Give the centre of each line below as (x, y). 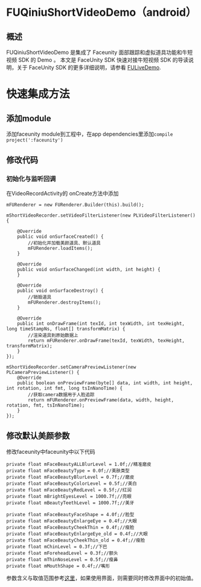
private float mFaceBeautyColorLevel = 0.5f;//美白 (72, 484)
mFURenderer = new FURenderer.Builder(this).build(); (75, 205)
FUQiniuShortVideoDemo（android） (101, 12)
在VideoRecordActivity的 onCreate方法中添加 (62, 193)
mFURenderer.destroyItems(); (65, 302)
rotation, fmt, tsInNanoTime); (46, 405)
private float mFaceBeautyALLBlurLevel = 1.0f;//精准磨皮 (79, 464)
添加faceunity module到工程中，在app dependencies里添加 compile (90, 134)
